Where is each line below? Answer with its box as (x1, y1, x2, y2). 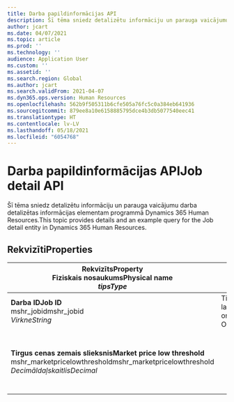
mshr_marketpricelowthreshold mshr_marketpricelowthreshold (10, 357, 214, 366)
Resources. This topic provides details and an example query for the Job (7, 216, 214, 224)
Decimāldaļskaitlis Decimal (10, 366, 97, 375)
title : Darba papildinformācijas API (7, 10, 117, 17)
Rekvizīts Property (81, 264, 143, 274)
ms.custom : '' (7, 62, 49, 69)
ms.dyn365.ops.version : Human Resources (7, 95, 127, 102)
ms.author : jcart (7, 82, 58, 88)
